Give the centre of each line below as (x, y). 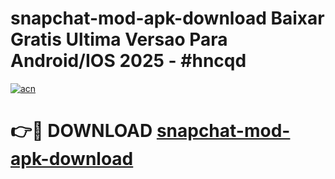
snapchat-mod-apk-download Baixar (167, 18)
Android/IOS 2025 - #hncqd (128, 61)
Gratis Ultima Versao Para (119, 39)
